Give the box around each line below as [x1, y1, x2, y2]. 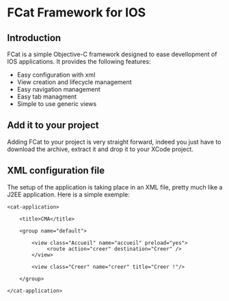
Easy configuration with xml [16, 70, 96, 79]
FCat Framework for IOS [7, 5, 146, 21]
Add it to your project [7, 120, 99, 131]
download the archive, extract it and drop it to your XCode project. [7, 145, 193, 153]
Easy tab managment [16, 92, 77, 101]
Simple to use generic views [16, 100, 97, 107]
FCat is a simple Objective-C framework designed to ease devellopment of [7, 50, 217, 58]
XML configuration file [7, 165, 105, 176]
